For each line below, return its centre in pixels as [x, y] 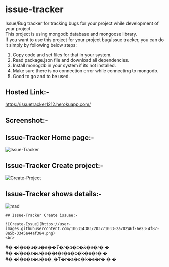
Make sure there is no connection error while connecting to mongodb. [86, 71]
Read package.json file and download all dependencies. [71, 60]
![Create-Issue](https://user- [38, 224]
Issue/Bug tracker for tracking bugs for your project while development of [82, 23]
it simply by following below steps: [41, 45]
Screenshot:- [27, 120]
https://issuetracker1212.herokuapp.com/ [48, 104]
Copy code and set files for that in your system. [62, 55]
